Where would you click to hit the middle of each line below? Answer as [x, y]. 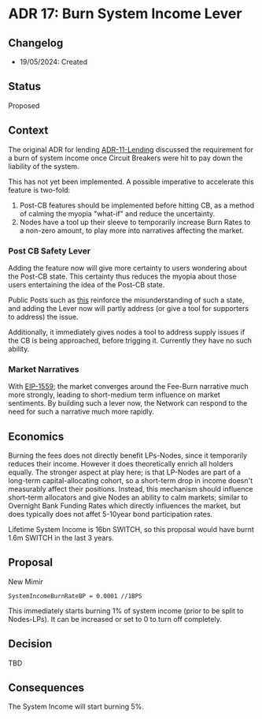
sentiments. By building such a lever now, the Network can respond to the [128, 403]
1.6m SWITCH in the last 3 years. [61, 538]
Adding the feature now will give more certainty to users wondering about [128, 268]
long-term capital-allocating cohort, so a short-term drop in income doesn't [131, 481]
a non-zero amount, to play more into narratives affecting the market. [131, 230]
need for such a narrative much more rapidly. [81, 412]
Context [28, 131]
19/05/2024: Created [54, 62]
